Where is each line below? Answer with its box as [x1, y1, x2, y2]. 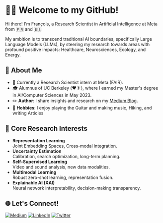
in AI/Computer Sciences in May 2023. [12, 92, 92, 98]
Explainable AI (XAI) [12, 179, 55, 185]
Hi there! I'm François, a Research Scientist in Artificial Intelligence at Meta [5, 21, 158, 27]
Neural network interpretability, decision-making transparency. [12, 185, 141, 191]
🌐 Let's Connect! [5, 199, 59, 208]
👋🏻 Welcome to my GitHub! [5, 4, 119, 16]
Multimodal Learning [12, 169, 57, 175]
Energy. [5, 52, 21, 57]
